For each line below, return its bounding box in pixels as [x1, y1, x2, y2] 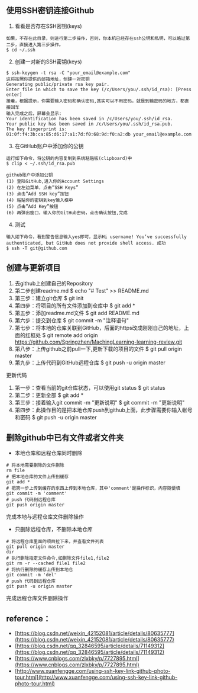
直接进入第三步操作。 [19, 41, 64, 47]
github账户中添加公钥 [6, 172, 53, 178]
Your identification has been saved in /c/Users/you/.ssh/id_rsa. [6, 115, 173, 121]
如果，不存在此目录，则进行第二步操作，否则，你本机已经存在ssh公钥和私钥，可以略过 [6, 35, 186, 41]
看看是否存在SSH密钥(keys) [14, 23, 82, 30]
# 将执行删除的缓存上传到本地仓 [6, 567, 73, 573]
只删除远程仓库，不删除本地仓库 [14, 526, 93, 533]
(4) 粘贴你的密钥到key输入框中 [6, 197, 73, 203]
